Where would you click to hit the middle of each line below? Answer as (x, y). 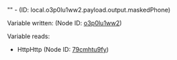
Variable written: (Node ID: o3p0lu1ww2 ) (65, 23)
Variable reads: (29, 36)
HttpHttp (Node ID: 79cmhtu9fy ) (63, 49)
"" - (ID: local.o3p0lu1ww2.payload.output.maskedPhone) (89, 10)
